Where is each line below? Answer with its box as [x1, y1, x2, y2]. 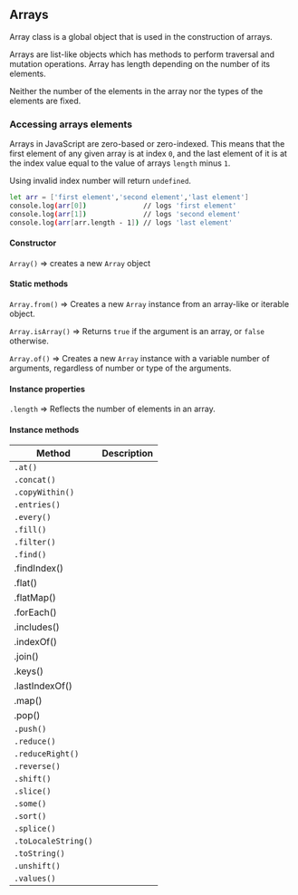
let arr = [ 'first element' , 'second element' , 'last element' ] [9, 193, 249, 202]
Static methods [9, 278, 69, 289]
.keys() [14, 665, 43, 678]
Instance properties [9, 383, 86, 394]
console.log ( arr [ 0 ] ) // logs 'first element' [9, 201, 237, 210]
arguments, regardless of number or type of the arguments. [9, 362, 232, 374]
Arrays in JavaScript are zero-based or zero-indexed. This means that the [9, 139, 285, 149]
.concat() [14, 475, 56, 486]
